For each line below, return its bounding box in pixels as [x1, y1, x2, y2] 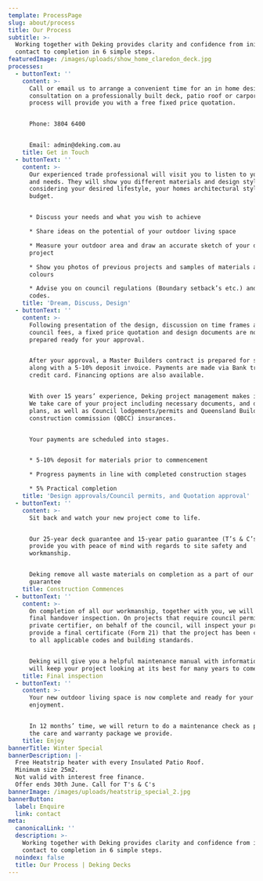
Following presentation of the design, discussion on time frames [28, 321, 250, 329]
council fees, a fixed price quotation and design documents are [28, 328, 247, 336]
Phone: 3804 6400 [28, 120, 86, 128]
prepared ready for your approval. [28, 335, 146, 344]
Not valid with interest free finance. [15, 773, 146, 781]
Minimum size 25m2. [15, 766, 79, 774]
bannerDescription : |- [8, 751, 82, 759]
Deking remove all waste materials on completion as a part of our [28, 571, 254, 579]
